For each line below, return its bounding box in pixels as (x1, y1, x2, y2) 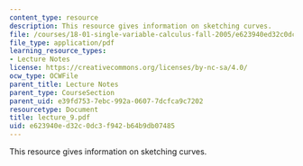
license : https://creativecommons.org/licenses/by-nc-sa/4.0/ (9, 64, 248, 73)
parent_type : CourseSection (9, 88, 115, 97)
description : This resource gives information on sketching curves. (9, 22, 272, 31)
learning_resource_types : (9, 47, 106, 56)
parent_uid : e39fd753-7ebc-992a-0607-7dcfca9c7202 (9, 96, 204, 106)
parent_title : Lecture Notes (9, 80, 119, 89)
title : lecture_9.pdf (9, 113, 91, 122)
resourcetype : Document (9, 105, 99, 114)
